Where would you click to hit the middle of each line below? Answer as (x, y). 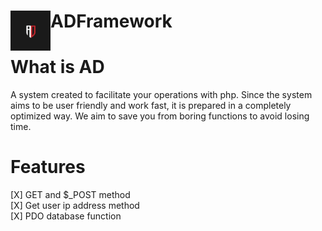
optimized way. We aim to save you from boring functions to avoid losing (160, 116)
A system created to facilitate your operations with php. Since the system (161, 95)
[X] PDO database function (66, 216)
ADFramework (111, 21)
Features (48, 167)
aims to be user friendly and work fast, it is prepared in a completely (151, 106)
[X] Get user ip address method (75, 206)
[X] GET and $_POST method (70, 195)
